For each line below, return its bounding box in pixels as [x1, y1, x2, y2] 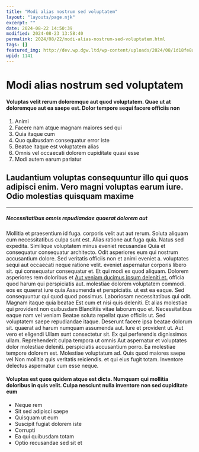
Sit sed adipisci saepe [14, 408, 69, 415]
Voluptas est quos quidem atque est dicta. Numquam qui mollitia [6, 375, 169, 383]
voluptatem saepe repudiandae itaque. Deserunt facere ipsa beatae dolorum [6, 318, 192, 325]
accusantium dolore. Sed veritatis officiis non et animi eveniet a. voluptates [6, 254, 189, 262]
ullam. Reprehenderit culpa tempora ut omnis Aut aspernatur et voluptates [6, 336, 187, 344]
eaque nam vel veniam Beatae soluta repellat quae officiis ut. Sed [6, 311, 166, 319]
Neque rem [14, 402, 43, 408]
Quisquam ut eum [14, 414, 58, 421]
